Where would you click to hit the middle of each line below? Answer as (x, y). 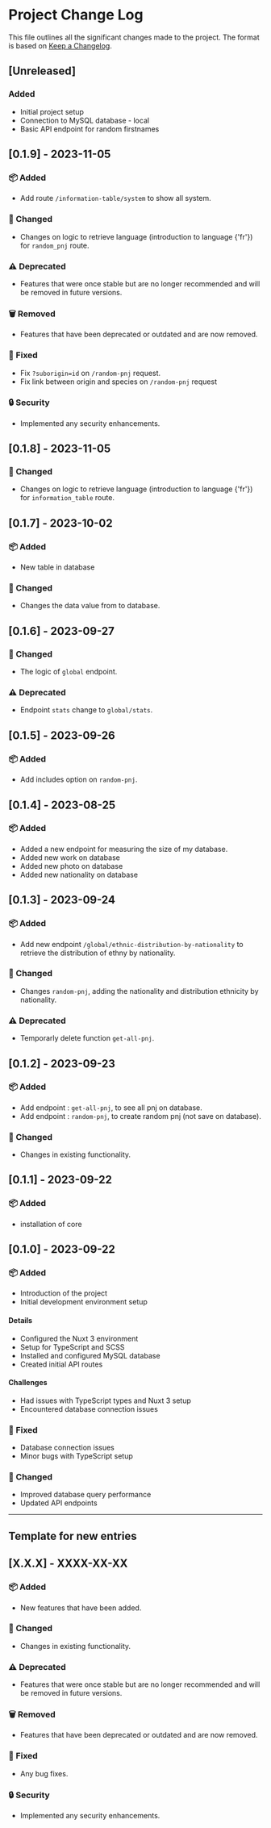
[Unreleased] (42, 71)
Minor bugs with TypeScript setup (76, 1456)
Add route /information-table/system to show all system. (115, 198)
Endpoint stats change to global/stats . (86, 710)
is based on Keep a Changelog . (60, 45)
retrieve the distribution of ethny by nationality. (98, 953)
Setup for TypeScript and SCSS (72, 1347)
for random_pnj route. (55, 245)
